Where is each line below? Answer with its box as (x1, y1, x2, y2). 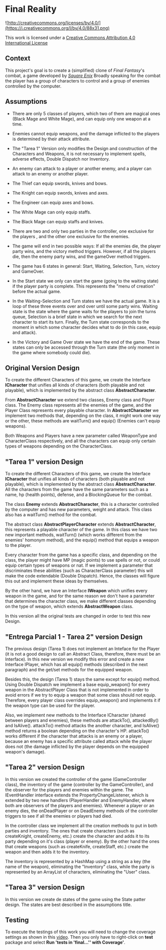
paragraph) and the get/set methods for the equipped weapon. (5, 667, 133, 672)
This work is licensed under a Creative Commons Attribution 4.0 (5, 35, 136, 41)
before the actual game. (12, 288, 61, 294)
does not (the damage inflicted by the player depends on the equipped (5, 743, 149, 749)
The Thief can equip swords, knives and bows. (12, 180, 108, 186)
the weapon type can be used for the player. (5, 702, 95, 708)
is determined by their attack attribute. (12, 136, 90, 142)
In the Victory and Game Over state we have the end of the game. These (12, 339, 160, 345)
